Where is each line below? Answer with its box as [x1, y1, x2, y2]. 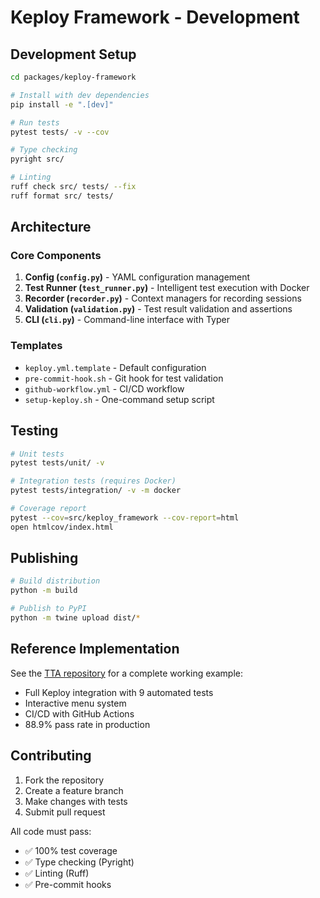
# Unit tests [10, 449, 65, 459]
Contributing [10, 747, 92, 765]
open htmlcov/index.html [10, 522, 114, 532]
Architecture [10, 219, 92, 236]
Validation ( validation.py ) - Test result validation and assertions [24, 303, 293, 315]
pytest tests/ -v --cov [10, 127, 110, 137]
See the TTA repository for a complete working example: [10, 667, 243, 679]
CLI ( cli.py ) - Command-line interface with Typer [24, 314, 230, 326]
